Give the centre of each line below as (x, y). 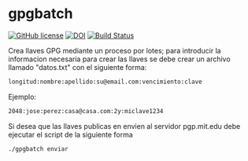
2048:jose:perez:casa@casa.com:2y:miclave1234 (86, 111)
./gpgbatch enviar (38, 149)
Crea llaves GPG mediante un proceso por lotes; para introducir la (115, 50)
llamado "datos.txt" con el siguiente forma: (78, 67)
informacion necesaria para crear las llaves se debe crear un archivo (119, 59)
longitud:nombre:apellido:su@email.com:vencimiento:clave (105, 82)
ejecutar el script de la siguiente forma (71, 134)
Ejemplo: (22, 97)
